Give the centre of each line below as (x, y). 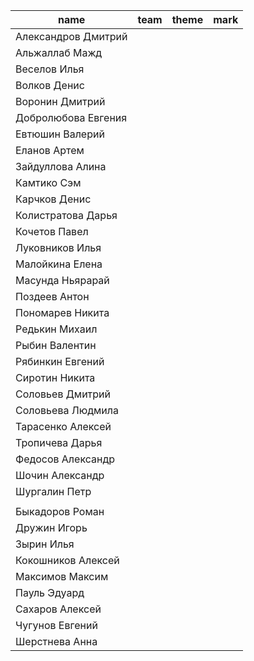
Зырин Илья (45, 544)
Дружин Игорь (51, 527)
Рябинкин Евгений (60, 361)
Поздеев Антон (52, 296)
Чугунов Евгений (56, 625)
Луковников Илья (58, 247)
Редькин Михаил (56, 329)
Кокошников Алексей (67, 560)
